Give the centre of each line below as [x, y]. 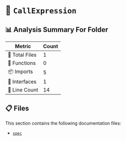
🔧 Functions [22, 63]
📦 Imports [20, 72]
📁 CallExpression [41, 10]
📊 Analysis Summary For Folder [57, 30]
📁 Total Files [22, 55]
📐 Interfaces [22, 82]
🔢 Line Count [23, 90]
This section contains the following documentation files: [63, 123]
